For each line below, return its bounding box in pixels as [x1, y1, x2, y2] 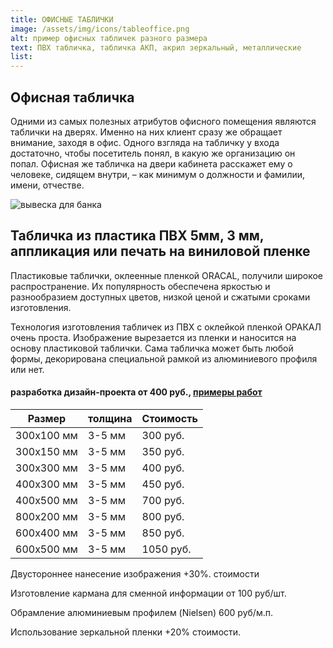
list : [10, 52, 33, 62]
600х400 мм [15, 526, 78, 540]
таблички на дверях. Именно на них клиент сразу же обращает [10, 126, 283, 138]
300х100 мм [15, 428, 78, 442]
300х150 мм [15, 444, 78, 458]
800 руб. [141, 509, 185, 523]
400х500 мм [15, 493, 78, 507]
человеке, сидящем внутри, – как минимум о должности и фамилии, [10, 168, 306, 180]
